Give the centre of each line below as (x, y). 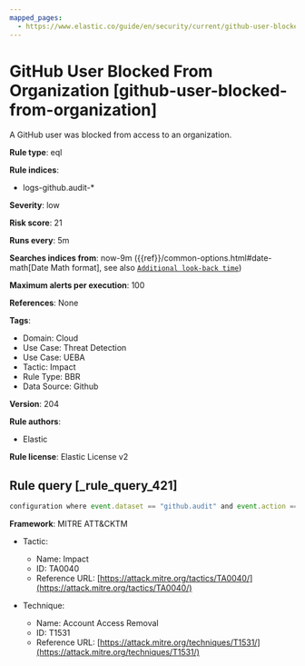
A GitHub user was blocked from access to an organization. (121, 135)
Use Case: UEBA (54, 358)
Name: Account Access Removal (97, 623)
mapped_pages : (36, 18)
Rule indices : (34, 170)
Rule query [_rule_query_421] (93, 486)
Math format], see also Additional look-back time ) (146, 268)
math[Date (29, 268)
